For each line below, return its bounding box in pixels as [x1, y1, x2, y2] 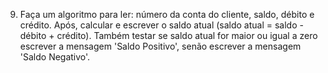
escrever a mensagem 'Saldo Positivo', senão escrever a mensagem [19, 40, 302, 52]
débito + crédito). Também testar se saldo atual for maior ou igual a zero [19, 30, 318, 41]
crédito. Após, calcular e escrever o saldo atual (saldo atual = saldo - [19, 19, 304, 31]
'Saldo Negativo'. [19, 51, 91, 63]
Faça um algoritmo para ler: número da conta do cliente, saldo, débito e [19, 9, 315, 20]
